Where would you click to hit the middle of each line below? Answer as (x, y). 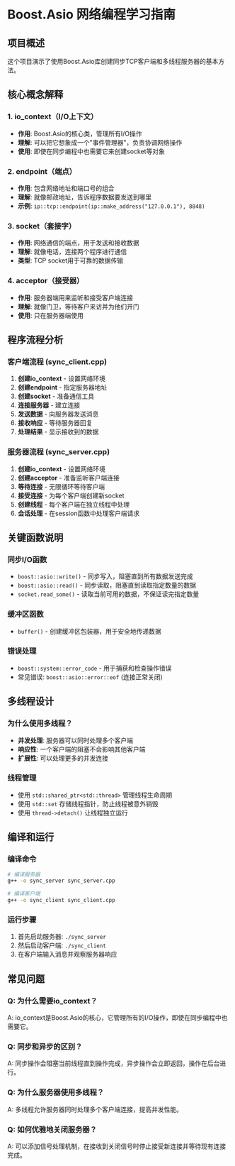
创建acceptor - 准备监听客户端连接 (69, 478)
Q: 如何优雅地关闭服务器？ (52, 1129)
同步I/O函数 (27, 559)
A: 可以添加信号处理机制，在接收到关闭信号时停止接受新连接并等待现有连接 (117, 1146)
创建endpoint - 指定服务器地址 (62, 387)
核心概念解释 (35, 95)
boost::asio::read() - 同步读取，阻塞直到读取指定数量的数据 (107, 585)
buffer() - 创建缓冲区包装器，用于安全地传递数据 (89, 631)
